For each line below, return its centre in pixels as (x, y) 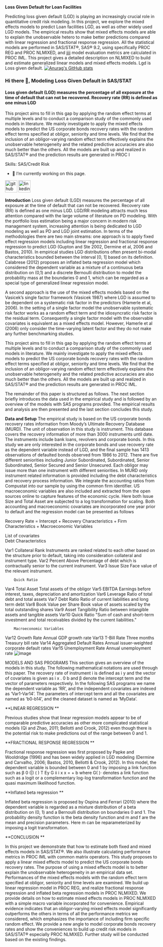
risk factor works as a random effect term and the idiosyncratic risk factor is (81, 313)
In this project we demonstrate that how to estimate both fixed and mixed (78, 847)
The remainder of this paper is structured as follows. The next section (75, 394)
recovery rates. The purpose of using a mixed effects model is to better (76, 867)
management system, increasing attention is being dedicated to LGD (73, 226)
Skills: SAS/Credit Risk (27, 164)
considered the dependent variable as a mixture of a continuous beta (74, 267)
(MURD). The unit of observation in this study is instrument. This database (79, 429)
